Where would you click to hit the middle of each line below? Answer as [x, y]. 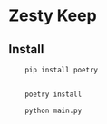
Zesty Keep [53, 16]
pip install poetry [62, 70]
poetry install [53, 94]
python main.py [53, 110]
